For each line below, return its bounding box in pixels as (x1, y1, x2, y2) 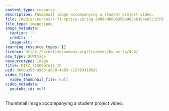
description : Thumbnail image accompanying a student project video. (5, 12, 154, 17)
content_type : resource (5, 7, 55, 12)
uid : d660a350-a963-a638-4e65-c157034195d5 (5, 68, 98, 73)
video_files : (5, 72, 33, 77)
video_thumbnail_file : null (10, 77, 69, 82)
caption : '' (10, 30, 35, 35)
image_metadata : (5, 26, 39, 31)
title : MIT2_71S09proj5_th (5, 63, 62, 68)
